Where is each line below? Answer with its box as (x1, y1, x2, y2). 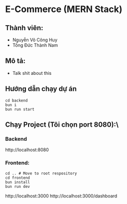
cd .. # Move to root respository (5, 171, 77, 176)
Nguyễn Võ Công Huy (12, 37, 57, 43)
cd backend (5, 98, 28, 103)
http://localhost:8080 (5, 147, 49, 153)
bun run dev (5, 184, 30, 189)
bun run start (5, 107, 35, 112)
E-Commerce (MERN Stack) (5, 4, 122, 15)
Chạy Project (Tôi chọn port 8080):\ (5, 121, 119, 129)
